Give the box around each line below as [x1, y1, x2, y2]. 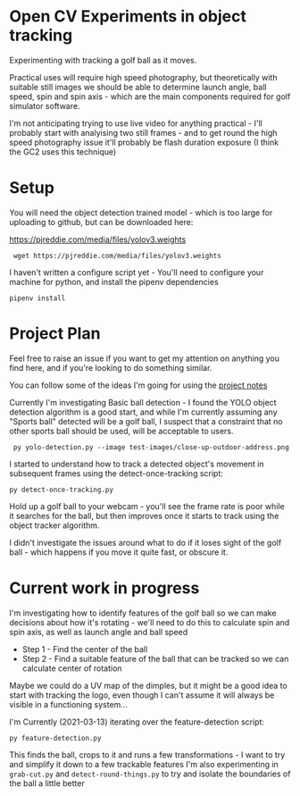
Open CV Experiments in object [9, 6, 247, 27]
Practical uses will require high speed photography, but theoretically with [9, 71, 278, 82]
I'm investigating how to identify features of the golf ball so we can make [9, 607, 277, 618]
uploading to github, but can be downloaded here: [9, 216, 194, 227]
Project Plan [9, 323, 101, 344]
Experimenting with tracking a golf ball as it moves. [9, 54, 197, 65]
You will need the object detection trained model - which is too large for [9, 207, 273, 218]
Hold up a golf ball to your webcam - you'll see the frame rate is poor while [9, 500, 285, 511]
